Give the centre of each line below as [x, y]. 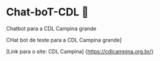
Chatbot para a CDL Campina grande [51, 28]
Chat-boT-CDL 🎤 [47, 12]
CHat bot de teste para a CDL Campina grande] [64, 40]
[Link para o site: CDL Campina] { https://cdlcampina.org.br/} [80, 51]
